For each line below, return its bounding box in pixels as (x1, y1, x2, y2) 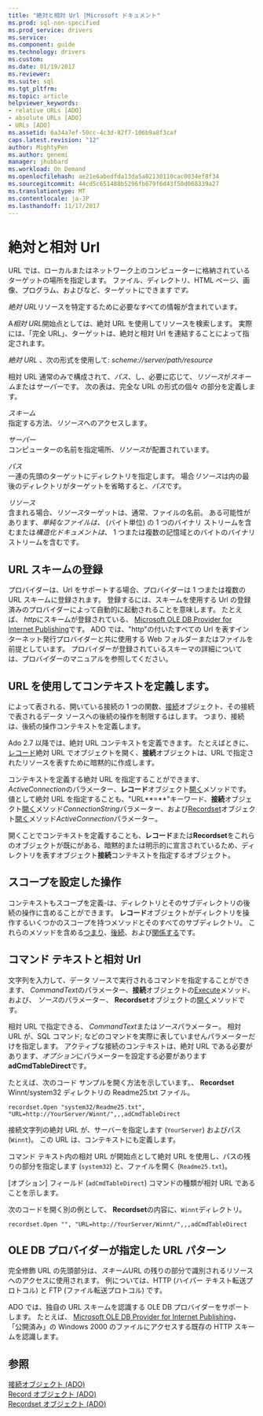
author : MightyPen (8, 143, 68, 151)
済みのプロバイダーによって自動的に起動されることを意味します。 (8, 605, 220, 614)
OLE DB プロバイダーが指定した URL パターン (8, 1244, 226, 1257)
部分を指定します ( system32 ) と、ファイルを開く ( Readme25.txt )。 (21, 1161, 232, 1170)
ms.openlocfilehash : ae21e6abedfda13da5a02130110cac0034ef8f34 (8, 172, 220, 181)
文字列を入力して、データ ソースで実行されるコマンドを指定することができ (8, 975, 250, 984)
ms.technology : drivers (8, 48, 86, 56)
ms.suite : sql (8, 77, 55, 85)
